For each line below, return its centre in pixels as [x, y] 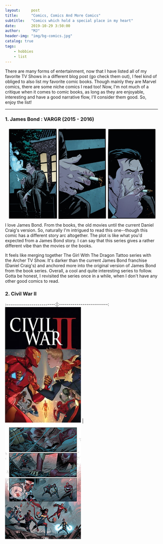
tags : [10, 46]
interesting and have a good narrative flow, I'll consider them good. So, [76, 97]
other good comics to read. [32, 281]
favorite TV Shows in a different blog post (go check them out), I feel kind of [81, 76]
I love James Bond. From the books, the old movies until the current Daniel [79, 225]
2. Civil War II [21, 294]
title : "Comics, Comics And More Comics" [53, 15]
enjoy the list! [18, 102]
